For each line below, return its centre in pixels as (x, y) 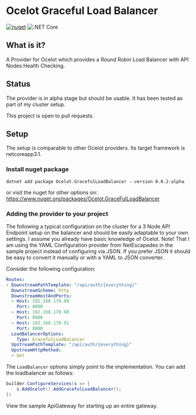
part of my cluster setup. (36, 104)
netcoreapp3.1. (24, 154)
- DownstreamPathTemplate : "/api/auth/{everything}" (72, 285)
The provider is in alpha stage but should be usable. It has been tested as (94, 98)
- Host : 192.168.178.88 (40, 301)
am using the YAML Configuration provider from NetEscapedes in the (90, 245)
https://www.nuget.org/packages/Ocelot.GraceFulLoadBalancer (83, 198)
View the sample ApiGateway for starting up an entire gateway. (82, 406)
